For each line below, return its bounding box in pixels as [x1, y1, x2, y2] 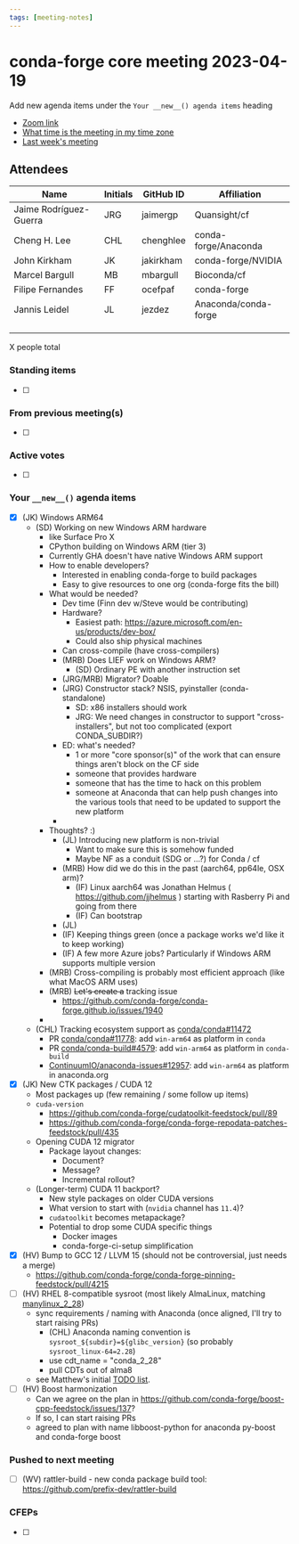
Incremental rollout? [61, 1173, 135, 1185]
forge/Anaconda [194, 240, 263, 252]
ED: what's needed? [61, 739, 136, 750]
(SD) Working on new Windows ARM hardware [35, 522, 207, 533]
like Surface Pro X [48, 531, 116, 542]
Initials [103, 188, 133, 200]
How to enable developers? [48, 560, 149, 570]
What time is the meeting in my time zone [21, 127, 174, 137]
